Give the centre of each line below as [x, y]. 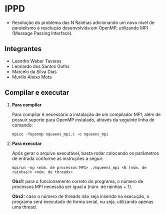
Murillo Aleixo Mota [32, 77]
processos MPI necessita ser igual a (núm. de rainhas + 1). [72, 186]
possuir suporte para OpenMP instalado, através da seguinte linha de [83, 119]
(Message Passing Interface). [42, 33]
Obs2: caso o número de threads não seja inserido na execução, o [80, 196]
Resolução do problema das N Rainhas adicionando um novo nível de [83, 22]
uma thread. [24, 207]
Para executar [27, 143]
